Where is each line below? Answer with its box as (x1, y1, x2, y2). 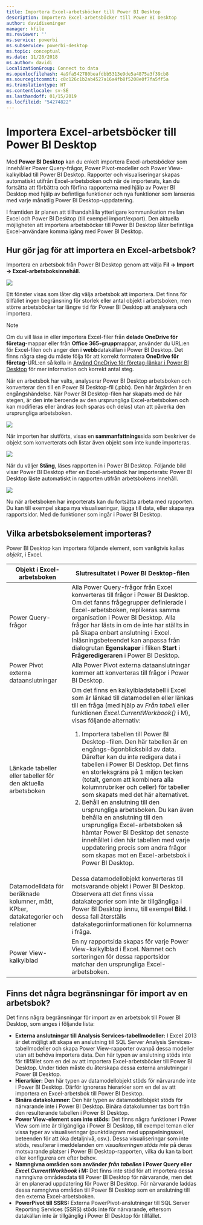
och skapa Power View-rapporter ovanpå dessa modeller (52, 1045, 195, 1052)
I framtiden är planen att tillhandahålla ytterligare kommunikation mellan (6, 208, 184, 216)
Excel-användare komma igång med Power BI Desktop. (6, 228, 144, 235)
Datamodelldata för (9, 882, 64, 891)
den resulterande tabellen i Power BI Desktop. (14, 1109, 129, 1116)
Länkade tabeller (9, 764, 57, 773)
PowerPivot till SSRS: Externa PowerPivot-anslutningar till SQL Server (14, 1200, 190, 1206)
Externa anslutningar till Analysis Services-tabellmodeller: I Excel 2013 (14, 1032, 197, 1039)
